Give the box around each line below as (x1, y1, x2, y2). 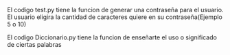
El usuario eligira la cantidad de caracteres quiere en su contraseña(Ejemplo (7, 13, 223, 21)
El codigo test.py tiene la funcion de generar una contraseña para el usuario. (7, 6, 224, 14)
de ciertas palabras (7, 41, 62, 48)
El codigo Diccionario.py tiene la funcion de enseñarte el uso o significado (7, 33, 218, 41)
